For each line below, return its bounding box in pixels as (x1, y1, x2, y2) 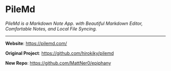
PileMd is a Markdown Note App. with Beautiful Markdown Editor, (5, 20, 143, 26)
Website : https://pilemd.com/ (5, 40, 67, 46)
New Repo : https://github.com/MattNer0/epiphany (5, 60, 111, 66)
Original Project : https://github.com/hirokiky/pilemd (5, 50, 114, 56)
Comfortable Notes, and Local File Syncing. (5, 25, 97, 31)
